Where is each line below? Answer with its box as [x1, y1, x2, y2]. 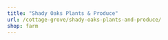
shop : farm [7, 22, 39, 29]
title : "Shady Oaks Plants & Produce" [7, 9, 118, 17]
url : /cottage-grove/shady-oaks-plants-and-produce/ [7, 16, 162, 23]
